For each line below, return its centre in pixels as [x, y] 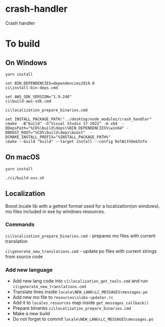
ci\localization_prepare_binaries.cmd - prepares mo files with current [80, 235]
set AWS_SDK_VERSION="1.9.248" [39, 97]
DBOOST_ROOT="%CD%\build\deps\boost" [45, 133]
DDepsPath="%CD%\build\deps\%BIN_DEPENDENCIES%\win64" [65, 128]
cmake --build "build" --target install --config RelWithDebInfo [76, 141]
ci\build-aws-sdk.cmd [28, 101]
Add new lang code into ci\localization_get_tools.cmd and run [80, 281]
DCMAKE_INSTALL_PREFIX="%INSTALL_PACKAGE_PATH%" [58, 137]
